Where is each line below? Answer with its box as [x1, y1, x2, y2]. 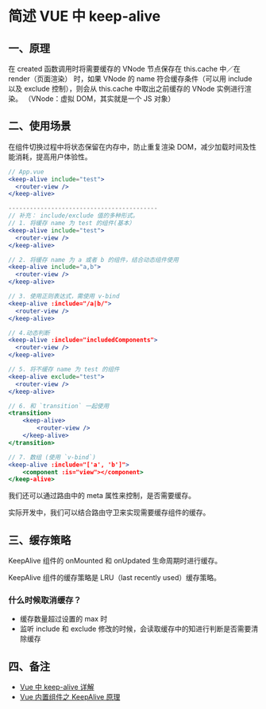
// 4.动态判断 [8, 329, 50, 337]
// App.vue [8, 168, 44, 176]
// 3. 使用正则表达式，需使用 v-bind [8, 292, 120, 301]
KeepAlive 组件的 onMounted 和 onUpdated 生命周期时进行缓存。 [8, 556, 222, 566]
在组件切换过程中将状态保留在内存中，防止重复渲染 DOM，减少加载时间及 [8, 142, 250, 151]
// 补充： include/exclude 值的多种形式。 [8, 212, 139, 220]
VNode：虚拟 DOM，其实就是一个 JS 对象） [30, 94, 175, 103]
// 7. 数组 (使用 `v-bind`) [8, 453, 97, 462]
